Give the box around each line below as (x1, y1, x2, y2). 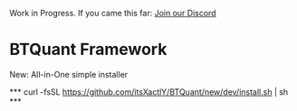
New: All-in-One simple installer (9, 69, 129, 79)
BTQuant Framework (9, 40, 168, 60)
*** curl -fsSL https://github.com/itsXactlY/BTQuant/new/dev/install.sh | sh (9, 86, 289, 97)
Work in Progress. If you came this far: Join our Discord (9, 8, 216, 18)
